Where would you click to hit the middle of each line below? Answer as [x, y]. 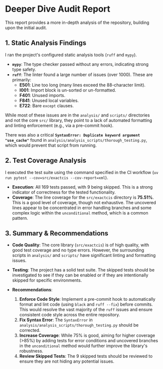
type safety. [24, 69]
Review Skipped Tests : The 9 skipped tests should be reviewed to [86, 356]
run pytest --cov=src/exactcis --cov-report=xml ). [57, 177]
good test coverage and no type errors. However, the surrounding [78, 250]
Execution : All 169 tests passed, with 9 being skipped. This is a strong [82, 187]
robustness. [31, 351]
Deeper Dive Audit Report [58, 9]
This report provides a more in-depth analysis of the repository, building [77, 22]
